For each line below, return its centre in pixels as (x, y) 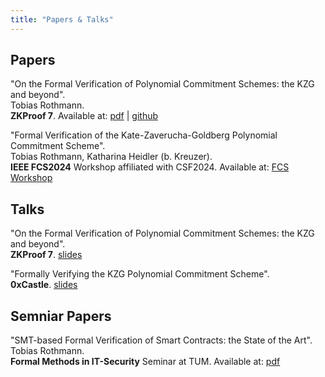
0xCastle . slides (44, 285)
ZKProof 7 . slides (46, 255)
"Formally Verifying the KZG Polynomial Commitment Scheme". (140, 274)
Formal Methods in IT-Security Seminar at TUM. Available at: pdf (145, 362)
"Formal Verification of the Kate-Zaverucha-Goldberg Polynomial (144, 135)
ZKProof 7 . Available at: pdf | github (84, 116)
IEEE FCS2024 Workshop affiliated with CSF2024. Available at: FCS (150, 167)
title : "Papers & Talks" (62, 19)
